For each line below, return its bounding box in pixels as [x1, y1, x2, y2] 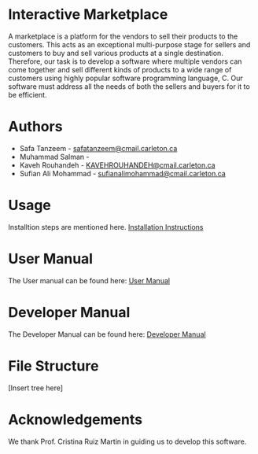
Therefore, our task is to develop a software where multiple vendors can [8, 57, 242, 66]
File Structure [8, 356, 99, 375]
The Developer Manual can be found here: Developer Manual [8, 329, 206, 339]
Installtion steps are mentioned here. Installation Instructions [8, 222, 204, 231]
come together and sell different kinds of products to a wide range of [8, 65, 232, 74]
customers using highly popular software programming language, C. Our [8, 73, 244, 83]
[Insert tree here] [8, 383, 64, 393]
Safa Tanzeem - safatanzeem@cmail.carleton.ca [19, 143, 178, 153]
